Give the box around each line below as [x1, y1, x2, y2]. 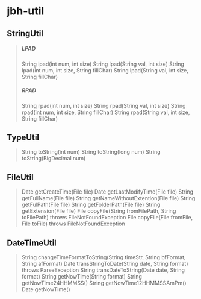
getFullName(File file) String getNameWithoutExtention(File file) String [21, 195, 196, 202]
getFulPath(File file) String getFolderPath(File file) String [21, 201, 161, 209]
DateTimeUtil [7, 238, 57, 248]
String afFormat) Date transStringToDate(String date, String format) [21, 260, 188, 267]
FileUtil [7, 172, 34, 182]
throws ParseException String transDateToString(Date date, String [21, 266, 185, 274]
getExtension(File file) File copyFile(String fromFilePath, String [21, 207, 176, 215]
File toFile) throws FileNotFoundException [21, 220, 125, 227]
